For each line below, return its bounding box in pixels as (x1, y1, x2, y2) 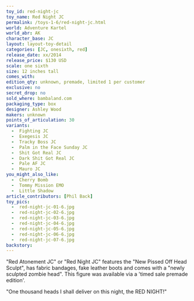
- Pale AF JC (11, 161, 46, 167)
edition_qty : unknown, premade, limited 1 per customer (6, 79, 145, 85)
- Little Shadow (11, 188, 54, 193)
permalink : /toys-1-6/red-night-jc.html (6, 19, 107, 25)
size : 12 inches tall (6, 68, 59, 74)
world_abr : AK (6, 30, 41, 36)
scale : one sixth (6, 63, 49, 69)
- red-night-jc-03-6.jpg (11, 215, 75, 221)
